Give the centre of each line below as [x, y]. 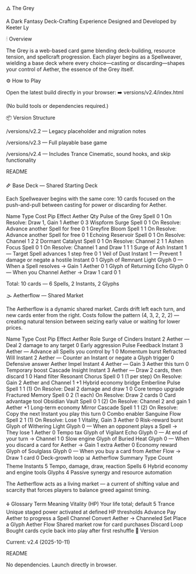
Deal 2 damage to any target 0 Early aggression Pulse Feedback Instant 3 [94, 345]
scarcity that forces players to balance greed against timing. [78, 490]
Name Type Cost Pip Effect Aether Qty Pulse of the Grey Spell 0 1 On [89, 216]
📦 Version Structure [31, 118]
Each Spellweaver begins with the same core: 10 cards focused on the [91, 198]
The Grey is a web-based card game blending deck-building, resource [91, 50]
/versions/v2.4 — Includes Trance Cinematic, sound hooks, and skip [88, 154]
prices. [14, 327]
